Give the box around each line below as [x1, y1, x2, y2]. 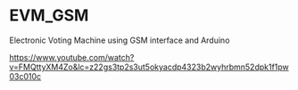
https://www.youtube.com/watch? [9, 52, 135, 62]
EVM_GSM [9, 5, 89, 26]
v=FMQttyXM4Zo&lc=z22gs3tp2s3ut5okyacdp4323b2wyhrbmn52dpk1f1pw [9, 61, 290, 72]
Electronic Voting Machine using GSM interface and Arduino [9, 35, 230, 45]
